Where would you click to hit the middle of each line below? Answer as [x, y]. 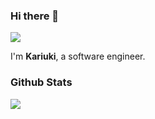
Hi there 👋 [35, 16]
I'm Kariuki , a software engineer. [78, 56]
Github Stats [41, 82]
